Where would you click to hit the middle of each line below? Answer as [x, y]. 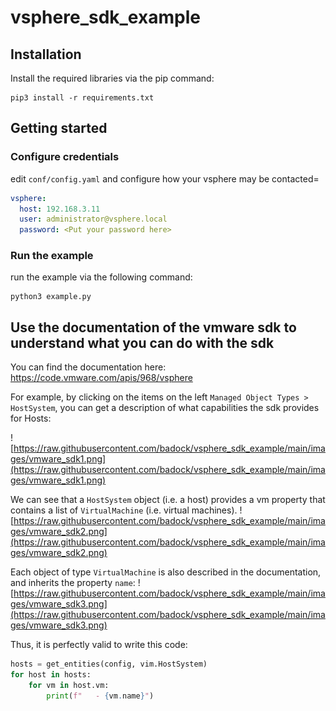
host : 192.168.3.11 [60, 209]
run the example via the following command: [101, 277]
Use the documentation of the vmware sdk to [153, 327]
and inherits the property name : [73, 583]
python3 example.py [51, 297]
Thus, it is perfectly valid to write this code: [99, 645]
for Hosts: [31, 418]
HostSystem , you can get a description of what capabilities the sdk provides [165, 408]
